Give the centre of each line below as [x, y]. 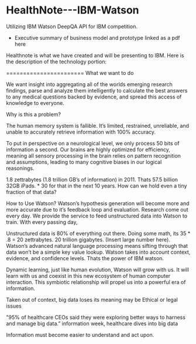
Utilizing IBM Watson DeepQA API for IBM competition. [72, 26]
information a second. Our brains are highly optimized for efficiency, [88, 149]
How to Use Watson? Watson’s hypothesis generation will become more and [98, 203]
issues [14, 306]
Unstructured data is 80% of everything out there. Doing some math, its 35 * [98, 233]
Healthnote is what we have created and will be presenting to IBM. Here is [95, 55]
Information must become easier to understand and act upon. [80, 335]
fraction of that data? [31, 192]
